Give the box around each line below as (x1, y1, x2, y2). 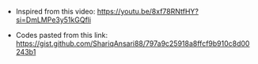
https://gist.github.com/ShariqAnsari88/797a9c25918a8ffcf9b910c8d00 (15, 39, 250, 48)
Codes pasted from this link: (15, 31, 108, 40)
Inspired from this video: (15, 7, 96, 16)
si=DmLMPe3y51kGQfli (15, 15, 92, 24)
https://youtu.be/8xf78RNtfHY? (97, 7, 199, 16)
